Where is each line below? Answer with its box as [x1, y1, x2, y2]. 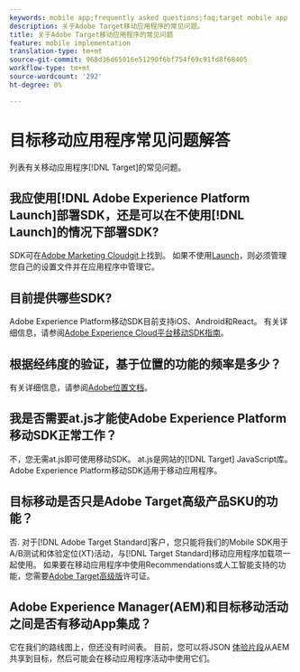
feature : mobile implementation [9, 38, 131, 48]
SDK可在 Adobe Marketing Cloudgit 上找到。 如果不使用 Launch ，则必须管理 [9, 250, 287, 261]
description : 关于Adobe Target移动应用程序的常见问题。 [9, 22, 205, 31]
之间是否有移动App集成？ [9, 616, 152, 632]
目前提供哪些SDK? [9, 290, 113, 305]
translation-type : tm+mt [9, 47, 103, 56]
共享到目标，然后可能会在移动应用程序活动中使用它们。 [9, 653, 214, 664]
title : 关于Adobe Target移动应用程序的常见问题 [9, 30, 174, 39]
